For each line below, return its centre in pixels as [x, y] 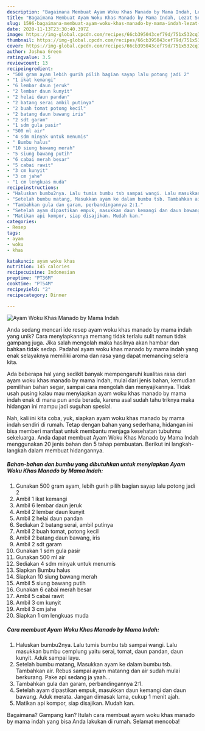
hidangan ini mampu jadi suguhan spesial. [59, 406]
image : [15, 35]
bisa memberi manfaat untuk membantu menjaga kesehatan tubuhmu [94, 431]
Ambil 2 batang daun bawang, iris [58, 538]
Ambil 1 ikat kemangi [41, 499]
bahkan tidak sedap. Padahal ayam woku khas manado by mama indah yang [102, 349]
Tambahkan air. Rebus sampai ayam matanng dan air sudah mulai [98, 671]
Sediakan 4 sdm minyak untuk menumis [66, 564]
